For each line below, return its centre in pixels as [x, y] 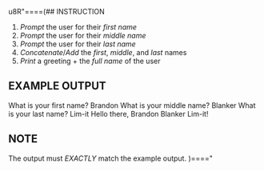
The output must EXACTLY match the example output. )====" [111, 158]
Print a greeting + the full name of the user [90, 61]
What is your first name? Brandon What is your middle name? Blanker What [132, 105]
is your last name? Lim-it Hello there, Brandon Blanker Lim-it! [108, 113]
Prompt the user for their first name [78, 27]
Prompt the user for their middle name [83, 36]
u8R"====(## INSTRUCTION [57, 12]
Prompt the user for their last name [78, 44]
